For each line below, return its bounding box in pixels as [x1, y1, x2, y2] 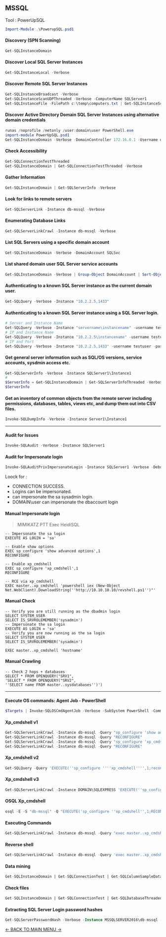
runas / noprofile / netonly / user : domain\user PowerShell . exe [5, 128, 134, 133]
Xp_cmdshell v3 [5, 776, 39, 782]
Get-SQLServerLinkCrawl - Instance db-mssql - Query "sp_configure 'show [5, 730, 156, 735]
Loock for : [5, 474, 27, 480]
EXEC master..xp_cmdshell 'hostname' [5, 648, 83, 653]
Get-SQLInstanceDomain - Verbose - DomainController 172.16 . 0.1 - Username [5, 137, 158, 142]
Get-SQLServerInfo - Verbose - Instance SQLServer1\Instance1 [5, 371, 132, 376]
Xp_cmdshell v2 [5, 755, 39, 761]
